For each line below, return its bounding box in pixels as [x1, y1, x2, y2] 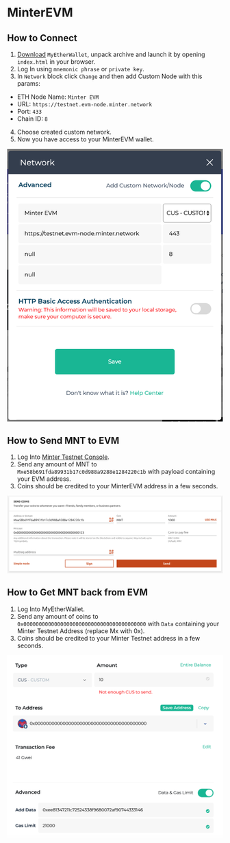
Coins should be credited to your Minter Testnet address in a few [16, 634, 201, 642]
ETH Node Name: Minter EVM [16, 93, 99, 101]
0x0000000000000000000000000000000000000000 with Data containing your [16, 619, 220, 628]
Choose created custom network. [16, 128, 112, 136]
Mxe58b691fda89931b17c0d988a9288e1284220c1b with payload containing [16, 468, 216, 476]
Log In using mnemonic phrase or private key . [16, 65, 145, 73]
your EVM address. [16, 475, 71, 483]
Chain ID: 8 [16, 115, 48, 123]
